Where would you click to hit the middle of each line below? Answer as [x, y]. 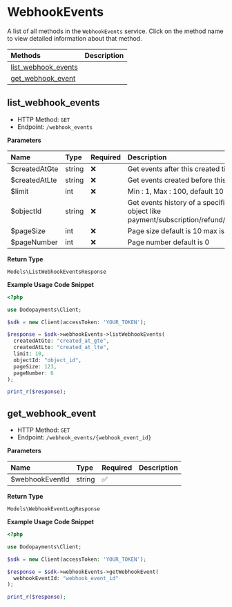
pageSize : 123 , [35, 366]
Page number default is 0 [168, 242]
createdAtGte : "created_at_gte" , [61, 341]
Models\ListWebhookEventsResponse [57, 272]
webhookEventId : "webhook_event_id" [66, 578]
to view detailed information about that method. [75, 38]
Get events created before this [177, 180]
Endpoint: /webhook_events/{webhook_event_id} [84, 437]
